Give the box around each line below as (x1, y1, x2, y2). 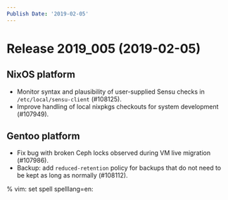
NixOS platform (6, 68, 75, 81)
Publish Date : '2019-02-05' (6, 10, 89, 18)
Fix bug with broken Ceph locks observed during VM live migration (16, 149, 211, 157)
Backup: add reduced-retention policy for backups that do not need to (16, 163, 222, 173)
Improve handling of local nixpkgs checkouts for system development (16, 102, 219, 111)
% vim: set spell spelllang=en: (6, 185, 94, 194)
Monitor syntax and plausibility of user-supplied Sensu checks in (16, 87, 205, 96)
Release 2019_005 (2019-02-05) (6, 40, 201, 56)
